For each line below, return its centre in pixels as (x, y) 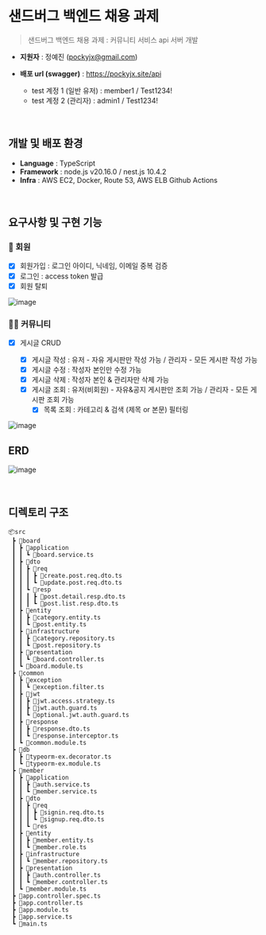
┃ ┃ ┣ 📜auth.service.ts (51, 785)
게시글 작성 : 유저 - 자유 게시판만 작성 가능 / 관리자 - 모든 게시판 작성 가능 (145, 360)
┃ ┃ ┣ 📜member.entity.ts (52, 840)
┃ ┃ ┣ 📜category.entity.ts (56, 617)
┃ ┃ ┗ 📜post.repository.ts (56, 645)
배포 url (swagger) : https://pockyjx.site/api (91, 73)
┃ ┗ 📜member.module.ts (49, 889)
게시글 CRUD (40, 342)
